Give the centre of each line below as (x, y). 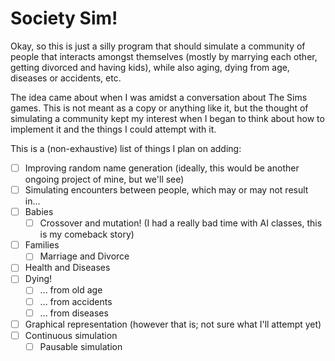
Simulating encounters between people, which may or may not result (166, 190)
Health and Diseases (67, 268)
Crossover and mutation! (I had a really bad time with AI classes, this (181, 223)
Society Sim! (64, 18)
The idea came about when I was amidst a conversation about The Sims (159, 97)
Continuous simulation (71, 335)
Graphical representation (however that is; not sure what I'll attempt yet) (173, 324)
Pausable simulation (81, 346)
